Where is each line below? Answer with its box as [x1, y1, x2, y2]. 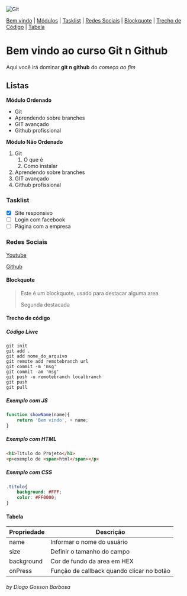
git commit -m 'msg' [6, 364, 57, 370]
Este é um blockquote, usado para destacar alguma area [20, 289, 159, 297]
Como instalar [23, 162, 58, 169]
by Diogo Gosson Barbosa [6, 583, 71, 590]
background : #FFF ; [17, 489, 62, 495]
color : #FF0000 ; [17, 495, 57, 501]
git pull [6, 385, 28, 391]
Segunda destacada [20, 301, 70, 308]
